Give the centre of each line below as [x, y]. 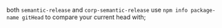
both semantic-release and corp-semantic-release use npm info [97, 10]
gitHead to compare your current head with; [84, 17]
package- [203, 10]
